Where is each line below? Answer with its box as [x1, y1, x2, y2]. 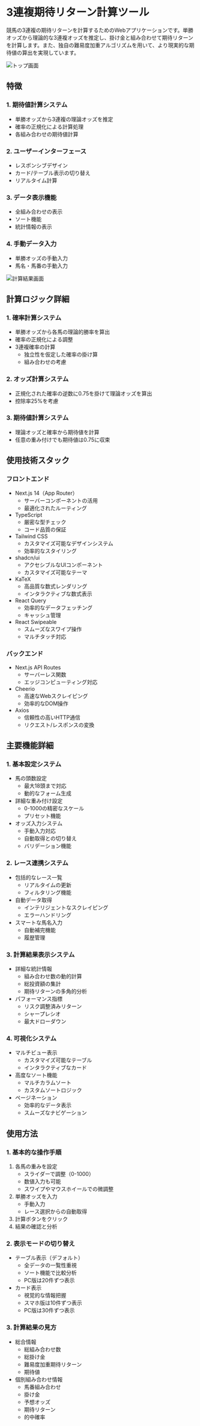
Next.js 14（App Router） [14, 489, 78, 497]
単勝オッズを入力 [14, 1193, 58, 1200]
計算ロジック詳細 [6, 294, 70, 304]
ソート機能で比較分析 [23, 1269, 77, 1276]
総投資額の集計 [23, 981, 61, 988]
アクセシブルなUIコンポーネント [23, 562, 103, 569]
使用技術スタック [6, 455, 70, 466]
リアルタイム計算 [14, 177, 58, 184]
